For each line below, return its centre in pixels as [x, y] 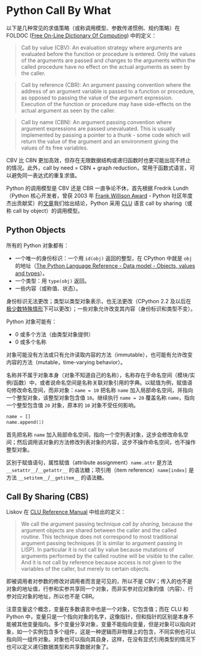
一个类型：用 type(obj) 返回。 [52, 280]
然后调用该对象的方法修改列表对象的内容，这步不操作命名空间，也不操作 [106, 442]
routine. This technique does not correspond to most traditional [99, 537]
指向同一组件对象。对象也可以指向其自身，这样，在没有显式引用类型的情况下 [101, 639]
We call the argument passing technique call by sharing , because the [107, 524]
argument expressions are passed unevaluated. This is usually [98, 128]
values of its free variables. [54, 148]
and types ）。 [31, 273]
